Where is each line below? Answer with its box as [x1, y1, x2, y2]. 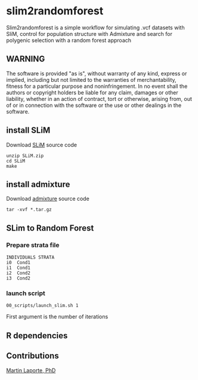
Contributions [6, 351, 59, 361]
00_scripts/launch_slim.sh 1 [6, 303, 79, 309]
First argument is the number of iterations [6, 313, 109, 320]
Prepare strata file [6, 241, 60, 249]
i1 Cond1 [6, 265, 31, 271]
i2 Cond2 [6, 270, 31, 276]
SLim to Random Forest [6, 223, 94, 233]
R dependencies [6, 330, 68, 341]
